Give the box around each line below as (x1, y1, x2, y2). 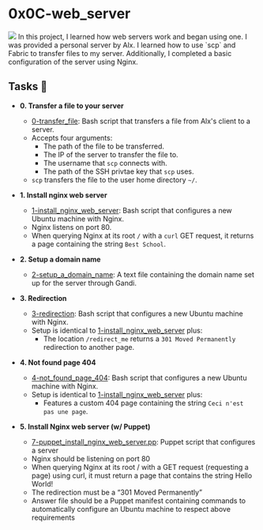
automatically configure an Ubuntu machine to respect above (31, 504, 231, 513)
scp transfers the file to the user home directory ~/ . (31, 175, 197, 184)
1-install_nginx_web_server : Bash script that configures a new (31, 205, 233, 215)
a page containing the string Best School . (31, 239, 166, 249)
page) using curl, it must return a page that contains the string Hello (31, 471, 253, 480)
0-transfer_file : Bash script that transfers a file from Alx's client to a (31, 116, 251, 126)
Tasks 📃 (8, 80, 48, 93)
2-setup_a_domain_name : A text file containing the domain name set (31, 269, 255, 279)
